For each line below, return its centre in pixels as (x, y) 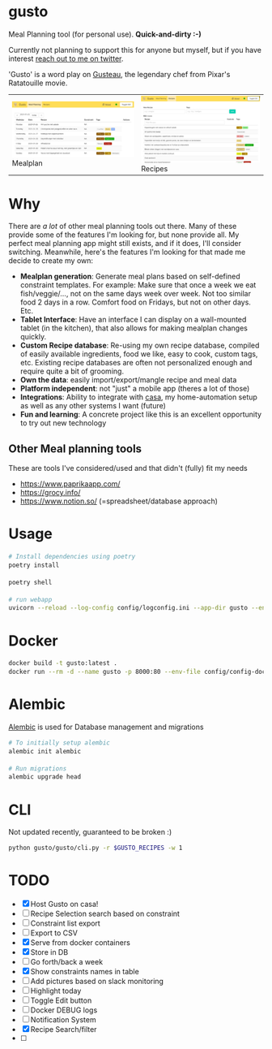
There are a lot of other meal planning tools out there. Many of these (123, 227)
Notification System (63, 1020)
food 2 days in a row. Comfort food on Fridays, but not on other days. (135, 302)
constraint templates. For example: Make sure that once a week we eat (138, 285)
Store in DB (49, 952)
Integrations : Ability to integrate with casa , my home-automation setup (138, 397)
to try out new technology (63, 423)
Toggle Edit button (61, 1000)
